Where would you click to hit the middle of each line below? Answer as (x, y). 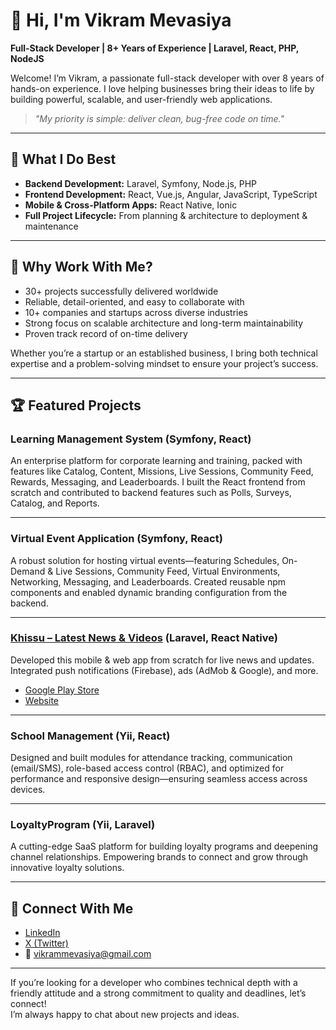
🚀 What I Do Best (63, 159)
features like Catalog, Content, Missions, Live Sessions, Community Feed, (162, 471)
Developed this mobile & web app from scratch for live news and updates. (162, 660)
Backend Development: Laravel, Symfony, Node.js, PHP (141, 183)
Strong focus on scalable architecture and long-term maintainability (164, 323)
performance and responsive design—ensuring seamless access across (159, 779)
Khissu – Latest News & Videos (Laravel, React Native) (144, 638)
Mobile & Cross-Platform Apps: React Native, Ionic (131, 205)
